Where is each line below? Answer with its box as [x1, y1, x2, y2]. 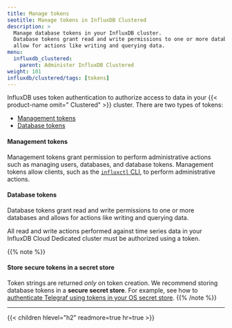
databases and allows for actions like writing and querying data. [7, 213, 189, 221]
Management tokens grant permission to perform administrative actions [7, 153, 211, 161]
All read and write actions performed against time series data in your [7, 226, 202, 235]
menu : [7, 49, 23, 56]
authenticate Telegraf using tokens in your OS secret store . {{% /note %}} [7, 293, 217, 302]
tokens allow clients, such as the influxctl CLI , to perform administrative [7, 167, 215, 176]
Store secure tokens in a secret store [7, 264, 115, 272]
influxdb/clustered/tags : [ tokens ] [7, 74, 110, 82]
